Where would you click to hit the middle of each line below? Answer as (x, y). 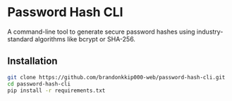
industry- (210, 32)
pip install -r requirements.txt (56, 90)
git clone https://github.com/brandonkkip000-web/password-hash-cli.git (116, 77)
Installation (32, 61)
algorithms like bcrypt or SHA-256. (85, 39)
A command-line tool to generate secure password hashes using (101, 32)
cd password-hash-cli (39, 84)
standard (20, 39)
